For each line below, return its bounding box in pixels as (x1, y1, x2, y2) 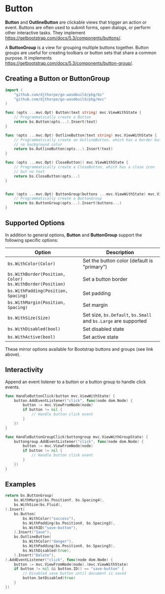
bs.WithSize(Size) (7, 315, 51, 321)
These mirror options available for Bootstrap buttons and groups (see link (5, 346, 154, 352)
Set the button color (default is (82, 257, 153, 264)
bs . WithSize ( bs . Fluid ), (14, 502, 63, 507)
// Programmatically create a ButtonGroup (14, 196, 102, 201)
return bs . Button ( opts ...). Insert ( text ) (14, 119, 98, 124)
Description (106, 249, 134, 256)
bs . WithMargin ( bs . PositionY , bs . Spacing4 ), (14, 498, 105, 503)
